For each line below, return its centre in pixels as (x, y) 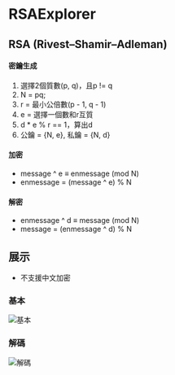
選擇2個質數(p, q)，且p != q (66, 85)
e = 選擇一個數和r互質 (57, 114)
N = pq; (33, 94)
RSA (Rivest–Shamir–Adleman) (88, 44)
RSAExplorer (52, 14)
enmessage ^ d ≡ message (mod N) (80, 220)
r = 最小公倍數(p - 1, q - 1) (63, 104)
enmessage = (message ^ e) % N (76, 182)
